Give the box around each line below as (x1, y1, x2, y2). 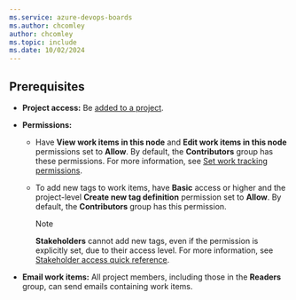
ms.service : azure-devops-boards (9, 12, 133, 22)
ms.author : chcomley (9, 21, 86, 30)
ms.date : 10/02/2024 (9, 46, 86, 55)
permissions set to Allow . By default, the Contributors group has (35, 146, 274, 156)
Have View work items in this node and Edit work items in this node (35, 137, 287, 147)
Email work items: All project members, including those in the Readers (21, 272, 282, 282)
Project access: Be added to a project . (21, 102, 164, 113)
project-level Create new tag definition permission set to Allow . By (35, 192, 282, 202)
